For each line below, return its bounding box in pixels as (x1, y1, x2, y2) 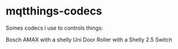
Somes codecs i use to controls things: (5, 24, 104, 31)
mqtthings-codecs (5, 4, 102, 18)
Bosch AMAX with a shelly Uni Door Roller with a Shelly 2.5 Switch (5, 36, 173, 43)
